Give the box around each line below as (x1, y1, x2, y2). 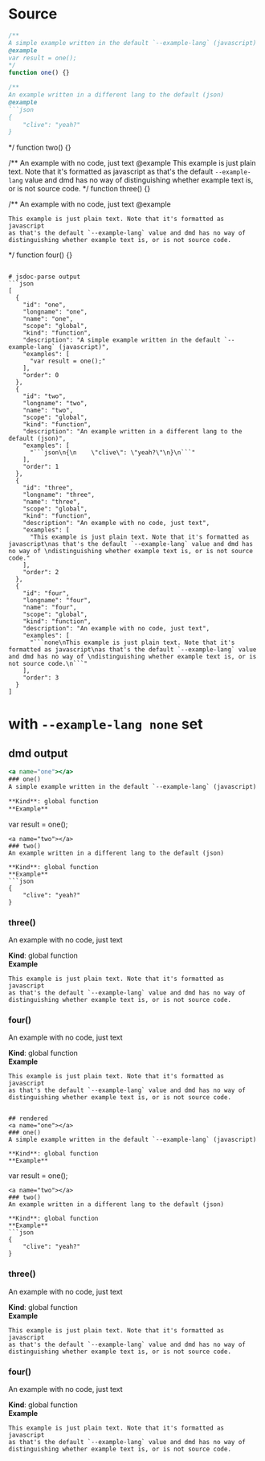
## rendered (8, 1114, 48, 1122)
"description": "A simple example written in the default (22, 336, 221, 344)
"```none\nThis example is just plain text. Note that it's (29, 638, 235, 647)
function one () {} (8, 69, 70, 77)
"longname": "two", (22, 400, 88, 408)
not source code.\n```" (8, 660, 88, 668)
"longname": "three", (22, 491, 95, 499)
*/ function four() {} (8, 250, 73, 260)
